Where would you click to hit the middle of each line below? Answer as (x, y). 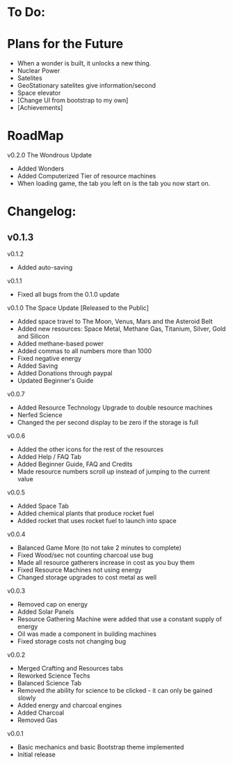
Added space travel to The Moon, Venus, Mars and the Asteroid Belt (115, 322)
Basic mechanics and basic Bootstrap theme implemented (101, 747)
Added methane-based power (61, 344)
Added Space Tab (43, 506)
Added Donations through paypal (65, 373)
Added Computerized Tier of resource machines (87, 176)
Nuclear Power (39, 71)
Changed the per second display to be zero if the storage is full (108, 423)
